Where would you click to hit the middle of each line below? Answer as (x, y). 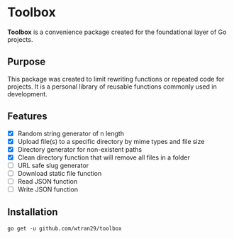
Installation (33, 212)
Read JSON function (48, 181)
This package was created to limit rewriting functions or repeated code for (116, 79)
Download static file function (60, 173)
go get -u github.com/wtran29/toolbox (65, 228)
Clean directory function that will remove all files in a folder (104, 157)
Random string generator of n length (71, 133)
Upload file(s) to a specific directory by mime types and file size (111, 141)
